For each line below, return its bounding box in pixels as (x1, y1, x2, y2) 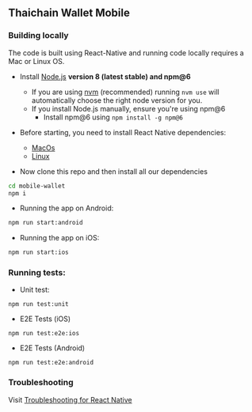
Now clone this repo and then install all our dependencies (19, 166, 208, 176)
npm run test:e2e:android (8, 359, 94, 367)
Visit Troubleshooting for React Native (8, 395, 132, 404)
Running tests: (8, 267, 66, 278)
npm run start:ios (8, 248, 69, 256)
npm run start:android (8, 219, 83, 227)
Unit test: (19, 285, 50, 295)
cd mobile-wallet (8, 182, 66, 190)
